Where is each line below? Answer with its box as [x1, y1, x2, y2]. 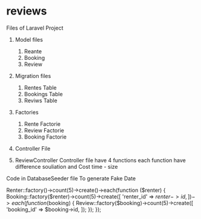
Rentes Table [24, 83, 57, 91]
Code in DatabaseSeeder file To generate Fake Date [6, 174, 136, 182]
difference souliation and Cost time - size [15, 163, 118, 170]
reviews [6, 4, 47, 18]
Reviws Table [24, 97, 58, 104]
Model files [15, 36, 44, 43]
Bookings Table [24, 90, 63, 97]
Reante [24, 47, 42, 55]
